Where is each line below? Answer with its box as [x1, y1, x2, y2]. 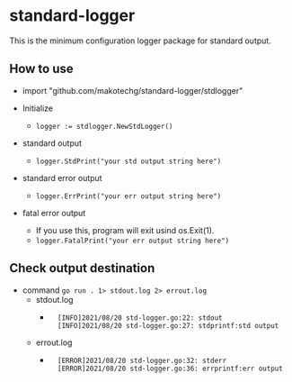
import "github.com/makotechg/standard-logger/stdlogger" [22, 85, 243, 95]
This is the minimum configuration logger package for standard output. [9, 35, 271, 46]
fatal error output [22, 207, 86, 218]
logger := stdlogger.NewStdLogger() [35, 122, 173, 131]
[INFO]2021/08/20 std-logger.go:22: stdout [57, 313, 223, 323]
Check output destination [9, 260, 155, 276]
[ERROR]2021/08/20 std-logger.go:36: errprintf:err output [57, 364, 283, 373]
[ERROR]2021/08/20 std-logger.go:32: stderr [57, 356, 227, 365]
